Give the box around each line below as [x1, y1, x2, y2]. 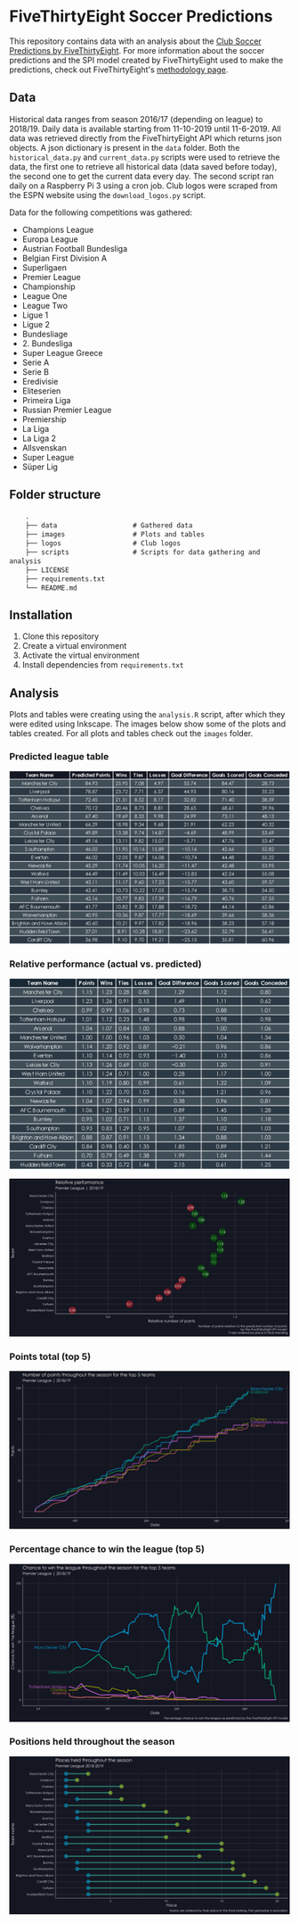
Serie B [21, 366, 49, 377]
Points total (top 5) [9, 1350, 92, 1363]
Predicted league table [9, 751, 109, 763]
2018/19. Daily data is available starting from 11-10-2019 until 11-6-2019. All [9, 123, 282, 134]
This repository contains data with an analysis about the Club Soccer [9, 36, 263, 46]
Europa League [21, 234, 78, 245]
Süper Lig [21, 461, 58, 472]
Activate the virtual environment [21, 650, 140, 661]
